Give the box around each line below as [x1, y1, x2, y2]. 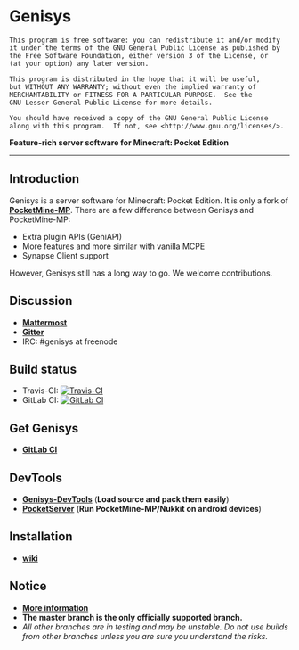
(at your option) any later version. [9, 59, 149, 68]
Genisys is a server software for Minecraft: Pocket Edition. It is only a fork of [9, 194, 289, 206]
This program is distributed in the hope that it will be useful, [9, 74, 261, 84]
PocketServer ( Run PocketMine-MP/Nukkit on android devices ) [21, 504, 263, 514]
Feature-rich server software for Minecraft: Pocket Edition [9, 136, 230, 148]
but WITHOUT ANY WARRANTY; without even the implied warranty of [9, 82, 256, 91]
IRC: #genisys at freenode [21, 336, 118, 347]
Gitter [21, 326, 44, 337]
